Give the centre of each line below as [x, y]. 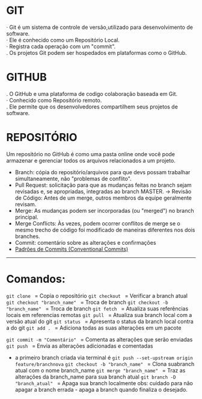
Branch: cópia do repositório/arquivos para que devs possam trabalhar [103, 172]
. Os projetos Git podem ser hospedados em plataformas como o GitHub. [97, 52]
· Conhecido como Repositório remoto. [54, 100]
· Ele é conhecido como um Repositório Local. [63, 40]
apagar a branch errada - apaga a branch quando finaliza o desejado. [101, 389]
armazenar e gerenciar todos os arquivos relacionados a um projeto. [91, 160]
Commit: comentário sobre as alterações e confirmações [85, 242]
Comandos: [36, 279]
